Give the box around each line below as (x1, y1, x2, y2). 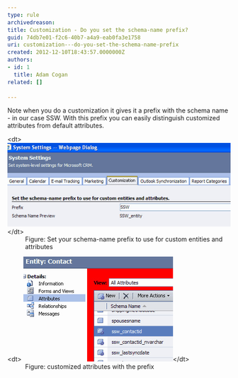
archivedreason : (7, 18, 55, 26)
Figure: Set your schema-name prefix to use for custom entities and (25, 235, 223, 244)
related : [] (7, 79, 42, 86)
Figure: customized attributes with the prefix (25, 362, 154, 371)
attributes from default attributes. (7, 121, 105, 130)
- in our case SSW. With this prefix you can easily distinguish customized (7, 114, 220, 122)
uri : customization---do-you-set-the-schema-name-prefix (7, 41, 179, 49)
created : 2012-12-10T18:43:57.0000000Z (7, 49, 125, 56)
